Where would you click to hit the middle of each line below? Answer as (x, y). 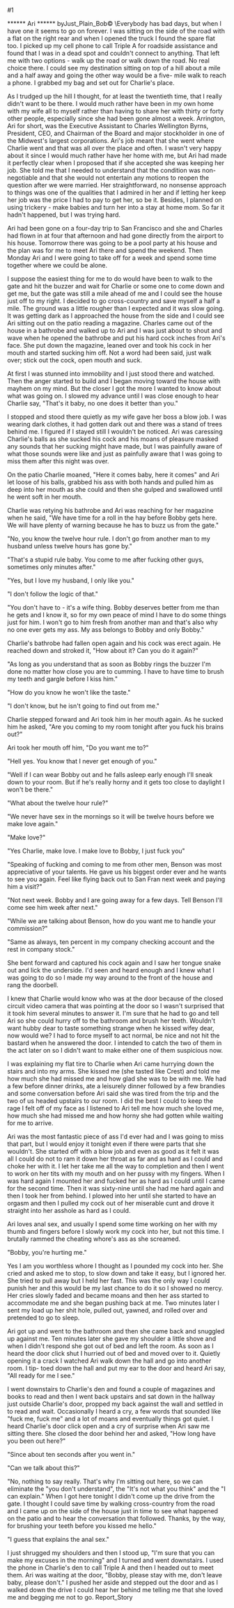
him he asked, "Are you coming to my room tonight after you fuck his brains (116, 727)
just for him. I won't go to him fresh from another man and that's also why (112, 622)
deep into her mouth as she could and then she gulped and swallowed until (115, 489)
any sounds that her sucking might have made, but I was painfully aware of (115, 446)
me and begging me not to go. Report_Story (70, 1597)
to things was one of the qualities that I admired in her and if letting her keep (117, 192)
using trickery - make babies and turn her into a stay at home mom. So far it (116, 207)
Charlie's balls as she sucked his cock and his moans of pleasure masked (113, 439)
